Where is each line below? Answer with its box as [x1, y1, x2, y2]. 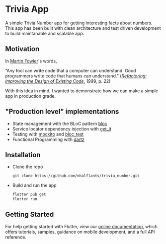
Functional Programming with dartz [12, 136, 84, 142]
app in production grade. [5, 93, 56, 99]
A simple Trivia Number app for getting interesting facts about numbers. [5, 20, 153, 26]
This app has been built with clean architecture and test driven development [5, 25, 161, 31]
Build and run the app [12, 183, 57, 188]
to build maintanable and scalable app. [5, 30, 84, 36]
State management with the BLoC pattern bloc [12, 121, 108, 126]
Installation [5, 150, 41, 159]
